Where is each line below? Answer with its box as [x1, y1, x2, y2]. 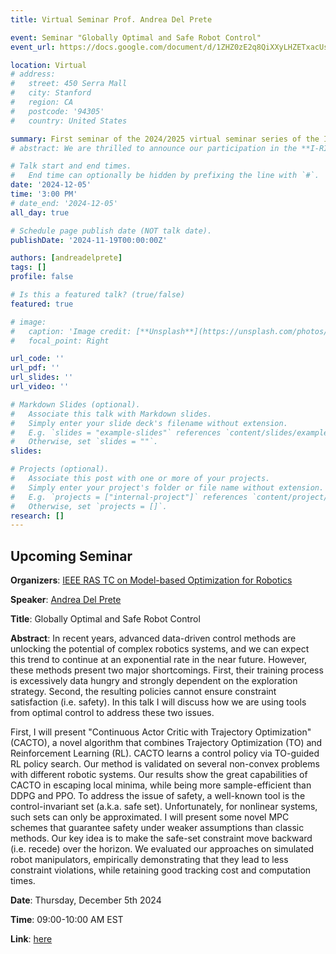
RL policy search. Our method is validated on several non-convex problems [10, 758, 320, 770]
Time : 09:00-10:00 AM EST [10, 914, 124, 926]
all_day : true [10, 207, 70, 218]
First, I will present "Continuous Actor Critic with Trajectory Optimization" [10, 726, 312, 738]
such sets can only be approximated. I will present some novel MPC [10, 811, 290, 823]
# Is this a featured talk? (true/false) [10, 290, 186, 300]
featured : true [10, 299, 74, 309]
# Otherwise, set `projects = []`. [10, 501, 168, 511]
